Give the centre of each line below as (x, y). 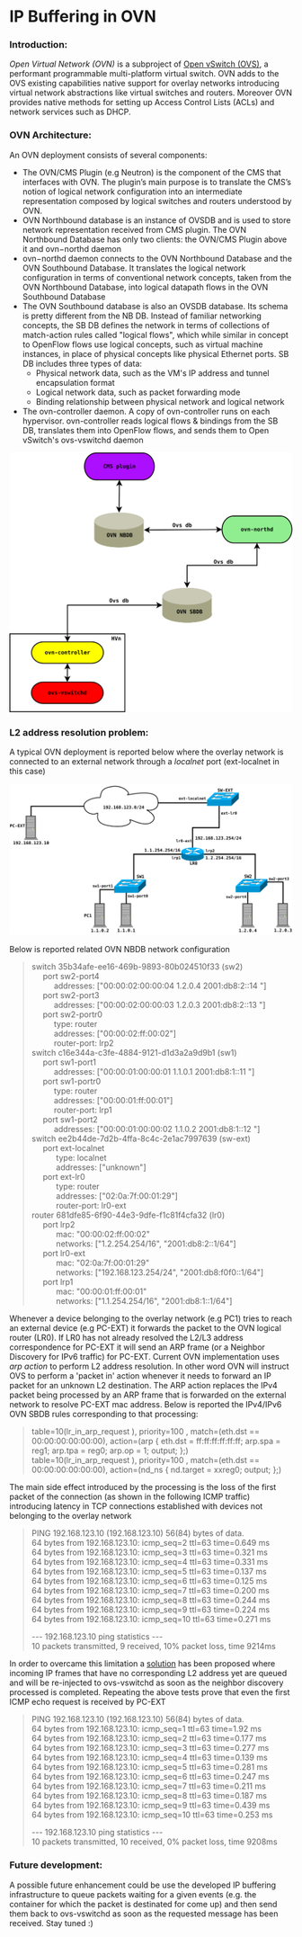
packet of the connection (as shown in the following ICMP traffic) (130, 1497)
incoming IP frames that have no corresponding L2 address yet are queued (148, 1674)
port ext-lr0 (64, 1177)
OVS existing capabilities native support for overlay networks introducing (145, 84)
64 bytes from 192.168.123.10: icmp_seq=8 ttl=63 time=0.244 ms (151, 1600)
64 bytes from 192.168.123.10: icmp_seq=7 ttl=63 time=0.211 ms (149, 1786)
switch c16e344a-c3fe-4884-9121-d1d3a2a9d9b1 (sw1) (134, 1053)
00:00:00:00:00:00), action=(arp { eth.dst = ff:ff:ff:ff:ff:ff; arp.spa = (156, 1442)
